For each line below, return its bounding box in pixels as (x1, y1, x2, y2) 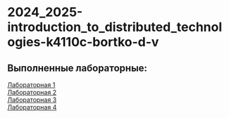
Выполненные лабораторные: (7, 62, 148, 74)
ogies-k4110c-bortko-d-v (7, 34, 159, 50)
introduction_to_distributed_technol (7, 19, 223, 35)
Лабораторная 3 (7, 96, 57, 104)
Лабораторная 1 (7, 81, 56, 88)
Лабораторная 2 (7, 88, 57, 96)
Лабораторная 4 (7, 103, 57, 111)
